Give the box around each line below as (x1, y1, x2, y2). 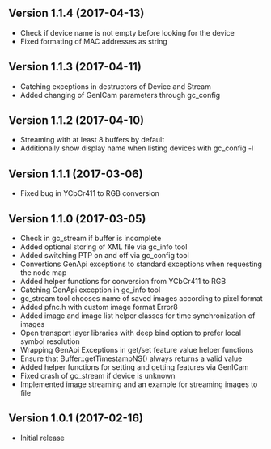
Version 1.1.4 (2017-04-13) (8, 6, 145, 20)
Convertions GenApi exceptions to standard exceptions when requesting (19, 259, 263, 269)
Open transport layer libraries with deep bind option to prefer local (19, 328, 241, 338)
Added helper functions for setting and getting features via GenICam (19, 362, 249, 372)
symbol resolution (19, 337, 80, 346)
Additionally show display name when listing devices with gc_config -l (19, 143, 254, 153)
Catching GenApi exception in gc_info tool (19, 285, 161, 294)
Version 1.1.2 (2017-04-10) (8, 113, 144, 128)
